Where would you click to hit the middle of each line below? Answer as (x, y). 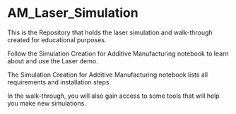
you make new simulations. (47, 103)
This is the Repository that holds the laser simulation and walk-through (110, 32)
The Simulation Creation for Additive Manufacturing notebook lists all (108, 75)
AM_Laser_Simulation (73, 13)
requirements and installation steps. (59, 82)
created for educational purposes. (57, 39)
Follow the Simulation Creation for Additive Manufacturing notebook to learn (118, 53)
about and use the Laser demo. (53, 61)
